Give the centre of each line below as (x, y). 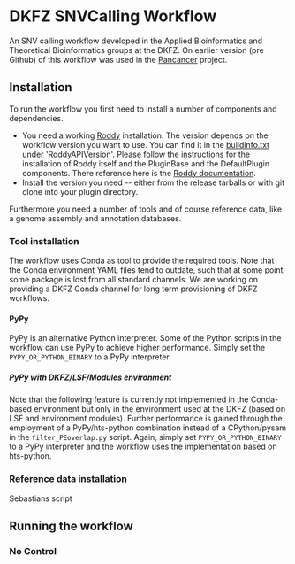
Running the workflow (72, 525)
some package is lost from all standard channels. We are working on (134, 280)
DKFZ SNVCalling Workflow (113, 16)
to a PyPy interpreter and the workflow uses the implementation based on (143, 447)
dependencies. (36, 118)
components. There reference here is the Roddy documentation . (139, 173)
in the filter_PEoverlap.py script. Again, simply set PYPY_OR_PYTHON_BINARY (145, 437)
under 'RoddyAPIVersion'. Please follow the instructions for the (136, 154)
